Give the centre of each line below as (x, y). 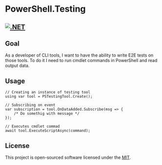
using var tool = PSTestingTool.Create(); (49, 97)
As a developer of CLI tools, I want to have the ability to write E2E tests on (79, 55)
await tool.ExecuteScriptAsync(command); (48, 131)
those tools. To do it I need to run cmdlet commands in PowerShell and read (81, 61)
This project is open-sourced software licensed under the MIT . (68, 158)
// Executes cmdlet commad (32, 126)
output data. (17, 66)
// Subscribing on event (30, 105)
